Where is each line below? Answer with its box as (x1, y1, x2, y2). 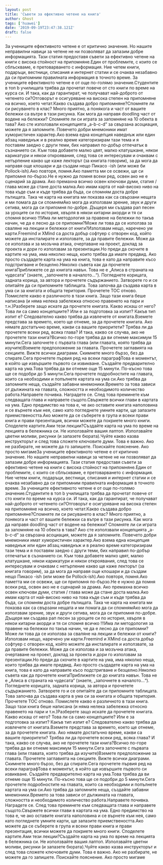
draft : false (5, 30, 32, 35)
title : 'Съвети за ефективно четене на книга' (5, 12, 101, 17)
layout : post (5, 7, 32, 12)
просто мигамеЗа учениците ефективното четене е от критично (5, 449, 139, 455)
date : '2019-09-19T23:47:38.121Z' (5, 25, 75, 30)
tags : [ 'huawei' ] (5, 21, 40, 26)
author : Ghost (5, 16, 34, 21)
